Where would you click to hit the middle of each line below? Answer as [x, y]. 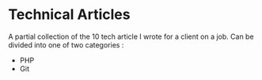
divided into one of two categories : [66, 44]
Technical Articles [69, 15]
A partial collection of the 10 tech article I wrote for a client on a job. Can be [131, 36]
